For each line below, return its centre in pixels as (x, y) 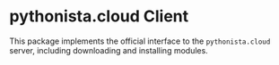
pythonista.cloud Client (99, 16)
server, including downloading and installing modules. (109, 50)
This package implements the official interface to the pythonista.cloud (140, 41)
